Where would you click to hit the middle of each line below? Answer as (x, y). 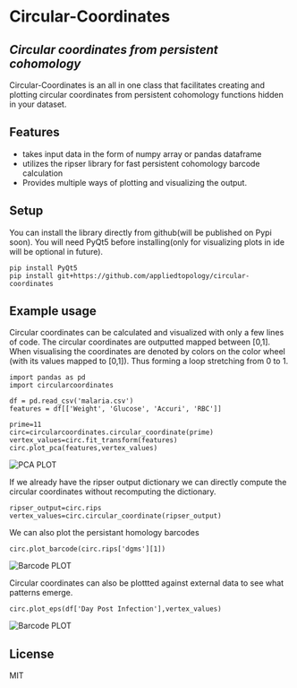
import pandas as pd (48, 378)
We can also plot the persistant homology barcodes (104, 533)
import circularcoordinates (62, 386)
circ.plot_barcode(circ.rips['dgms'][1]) (88, 549)
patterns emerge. (41, 593)
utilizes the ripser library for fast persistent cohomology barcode (141, 163)
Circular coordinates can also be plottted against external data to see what (147, 583)
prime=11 (25, 425)
